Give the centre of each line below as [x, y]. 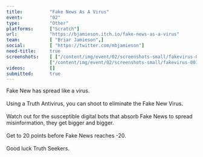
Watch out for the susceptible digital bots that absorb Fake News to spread [99, 117]
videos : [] [31, 68]
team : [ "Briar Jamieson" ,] [55, 40]
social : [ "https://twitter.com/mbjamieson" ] [76, 46]
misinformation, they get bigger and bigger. [60, 123]
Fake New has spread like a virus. [48, 91]
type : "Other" [37, 23]
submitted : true [34, 74]
